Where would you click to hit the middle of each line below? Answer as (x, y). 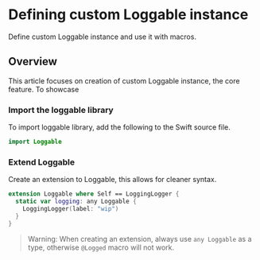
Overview (33, 62)
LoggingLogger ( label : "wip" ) (71, 208)
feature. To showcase (44, 89)
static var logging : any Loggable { (76, 202)
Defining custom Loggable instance (128, 15)
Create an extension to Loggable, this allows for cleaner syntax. (113, 180)
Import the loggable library (61, 110)
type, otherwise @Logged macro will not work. (101, 247)
